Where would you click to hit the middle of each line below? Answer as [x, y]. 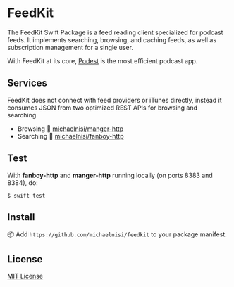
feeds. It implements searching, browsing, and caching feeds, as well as [112, 39]
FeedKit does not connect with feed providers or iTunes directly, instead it [115, 100]
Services [27, 83]
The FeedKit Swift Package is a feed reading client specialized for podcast [115, 32]
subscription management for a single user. [70, 47]
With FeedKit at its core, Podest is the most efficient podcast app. [103, 60]
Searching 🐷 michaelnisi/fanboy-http [70, 136]
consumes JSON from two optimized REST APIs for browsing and [103, 108]
